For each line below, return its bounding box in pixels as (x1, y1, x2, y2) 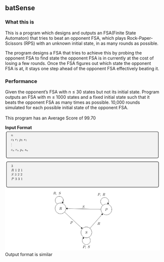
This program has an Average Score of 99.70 (5, 115, 96, 121)
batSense (5, 4, 35, 12)
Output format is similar (5, 252, 53, 258)
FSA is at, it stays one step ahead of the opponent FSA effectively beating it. (5, 65, 160, 71)
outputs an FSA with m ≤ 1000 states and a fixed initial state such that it (5, 94, 150, 100)
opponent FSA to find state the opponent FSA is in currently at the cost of (5, 55, 154, 61)
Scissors (5, 40, 23, 46)
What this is (5, 19, 34, 26)
